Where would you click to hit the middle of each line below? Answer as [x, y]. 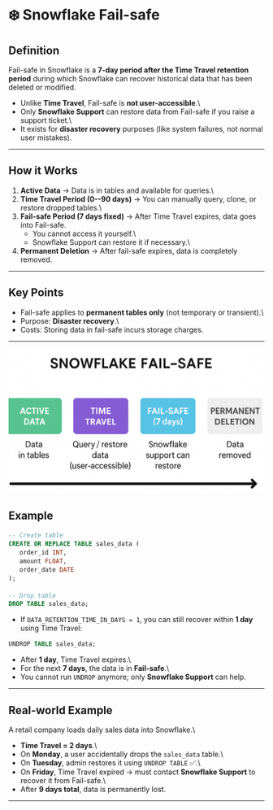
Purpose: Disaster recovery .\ [69, 320]
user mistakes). [46, 137]
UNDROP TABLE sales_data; [52, 644]
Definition [34, 50]
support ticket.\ [46, 120]
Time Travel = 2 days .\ [58, 745]
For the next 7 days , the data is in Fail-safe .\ [95, 668]
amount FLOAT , [43, 561]
